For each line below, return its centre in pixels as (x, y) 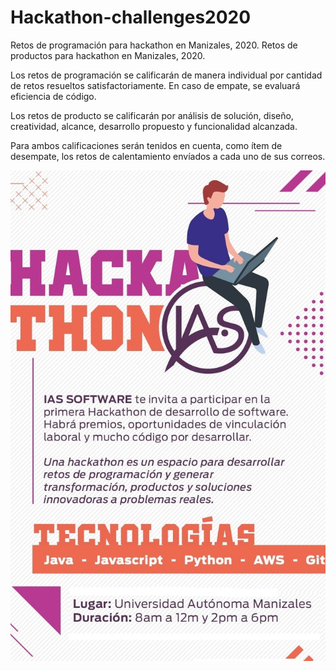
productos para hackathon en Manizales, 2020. (108, 55)
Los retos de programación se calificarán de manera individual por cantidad (166, 75)
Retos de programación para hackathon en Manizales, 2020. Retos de (154, 45)
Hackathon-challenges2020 (131, 17)
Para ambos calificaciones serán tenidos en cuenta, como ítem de (146, 145)
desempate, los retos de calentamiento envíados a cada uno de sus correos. (168, 156)
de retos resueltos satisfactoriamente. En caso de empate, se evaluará (155, 85)
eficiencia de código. (53, 96)
